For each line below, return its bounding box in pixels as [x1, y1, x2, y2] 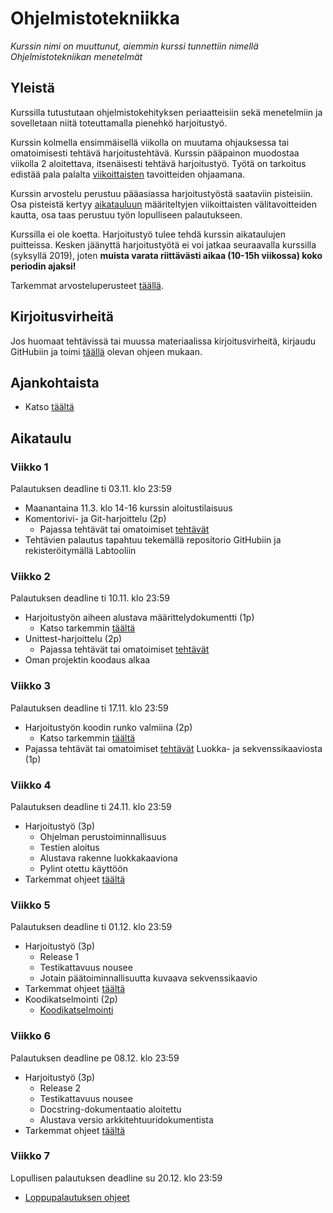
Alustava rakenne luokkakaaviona [39, 852, 178, 864]
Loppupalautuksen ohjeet [24, 1191, 130, 1203]
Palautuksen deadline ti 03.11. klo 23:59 [10, 483, 172, 495]
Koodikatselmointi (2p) [24, 993, 118, 1006]
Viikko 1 [10, 460, 49, 474]
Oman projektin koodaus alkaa [24, 654, 151, 666]
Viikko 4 [10, 778, 52, 792]
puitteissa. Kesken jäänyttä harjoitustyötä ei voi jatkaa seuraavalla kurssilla [10, 238, 317, 251]
